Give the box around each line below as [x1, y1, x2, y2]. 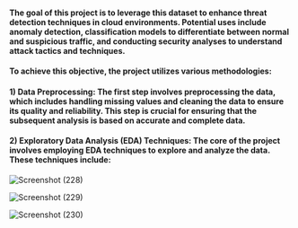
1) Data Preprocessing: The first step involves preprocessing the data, [9, 86, 276, 97]
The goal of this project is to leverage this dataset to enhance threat [9, 7, 267, 18]
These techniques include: [9, 154, 111, 165]
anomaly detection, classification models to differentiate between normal [9, 26, 290, 37]
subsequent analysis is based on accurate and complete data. [9, 115, 246, 126]
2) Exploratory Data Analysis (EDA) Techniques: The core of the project [9, 136, 281, 146]
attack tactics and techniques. [9, 45, 126, 56]
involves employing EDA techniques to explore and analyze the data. [9, 145, 271, 156]
